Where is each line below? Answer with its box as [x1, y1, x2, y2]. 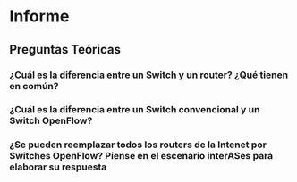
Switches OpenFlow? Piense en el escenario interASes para [9, 150, 274, 162]
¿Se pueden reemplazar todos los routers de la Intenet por [9, 138, 267, 151]
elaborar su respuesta [9, 161, 107, 173]
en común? [9, 79, 59, 92]
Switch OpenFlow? [9, 114, 93, 127]
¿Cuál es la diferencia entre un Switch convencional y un [9, 103, 260, 116]
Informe [9, 6, 70, 27]
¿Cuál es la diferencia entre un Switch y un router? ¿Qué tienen [9, 69, 289, 81]
